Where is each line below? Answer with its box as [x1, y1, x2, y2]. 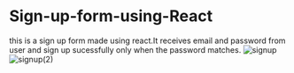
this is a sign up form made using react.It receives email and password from [9, 35, 286, 46]
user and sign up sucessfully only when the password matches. [9, 44, 242, 55]
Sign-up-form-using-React [9, 6, 213, 26]
